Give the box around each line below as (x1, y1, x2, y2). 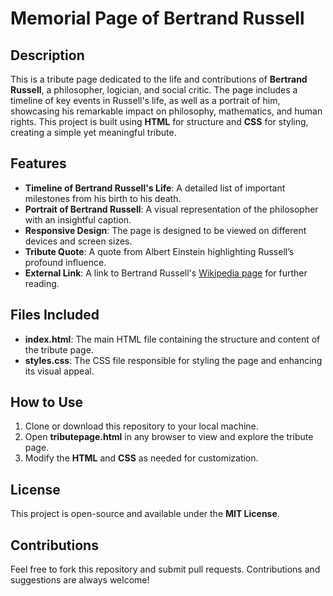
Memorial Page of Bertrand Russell (10, 7, 305, 30)
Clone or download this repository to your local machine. (24, 420, 259, 432)
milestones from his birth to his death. (24, 192, 182, 204)
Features (10, 155, 67, 172)
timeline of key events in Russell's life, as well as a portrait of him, (10, 95, 281, 106)
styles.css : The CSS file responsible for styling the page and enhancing (24, 354, 323, 366)
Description (10, 47, 85, 64)
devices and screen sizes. (24, 235, 133, 247)
